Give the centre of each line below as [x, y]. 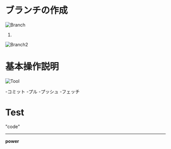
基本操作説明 [32, 67]
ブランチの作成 [37, 10]
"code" [13, 126]
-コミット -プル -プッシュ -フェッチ [42, 92]
